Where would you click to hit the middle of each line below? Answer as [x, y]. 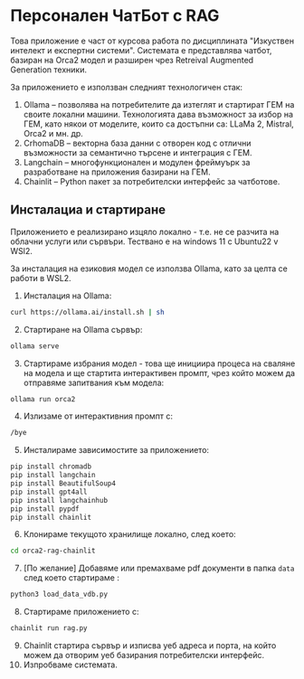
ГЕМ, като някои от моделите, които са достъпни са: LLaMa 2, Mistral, [159, 124]
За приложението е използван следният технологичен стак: [127, 87]
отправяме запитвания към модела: [94, 382]
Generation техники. [48, 70]
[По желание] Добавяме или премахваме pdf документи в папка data [159, 568]
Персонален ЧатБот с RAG [115, 16]
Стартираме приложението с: [81, 612]
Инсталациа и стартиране [88, 210]
